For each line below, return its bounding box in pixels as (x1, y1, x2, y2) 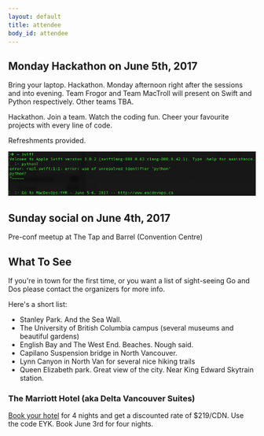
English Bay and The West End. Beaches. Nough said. (19, 340, 194, 349)
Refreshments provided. (8, 136, 86, 146)
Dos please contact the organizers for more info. (8, 284, 165, 294)
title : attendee (8, 20, 61, 29)
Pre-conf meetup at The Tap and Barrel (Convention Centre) (8, 232, 203, 242)
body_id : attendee (8, 29, 68, 37)
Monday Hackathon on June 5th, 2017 (8, 59, 198, 72)
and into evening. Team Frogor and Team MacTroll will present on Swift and (8, 89, 252, 98)
